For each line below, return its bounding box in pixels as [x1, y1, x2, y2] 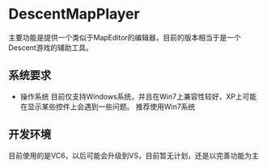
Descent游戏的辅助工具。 [8, 42, 93, 52]
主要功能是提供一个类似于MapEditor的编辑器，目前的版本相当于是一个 [8, 32, 241, 42]
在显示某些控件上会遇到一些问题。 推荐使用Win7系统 [19, 102, 196, 111]
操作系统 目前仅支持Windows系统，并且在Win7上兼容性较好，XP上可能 [19, 91, 257, 101]
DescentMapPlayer [8, 5, 140, 23]
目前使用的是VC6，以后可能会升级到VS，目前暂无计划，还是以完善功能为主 [8, 150, 259, 160]
